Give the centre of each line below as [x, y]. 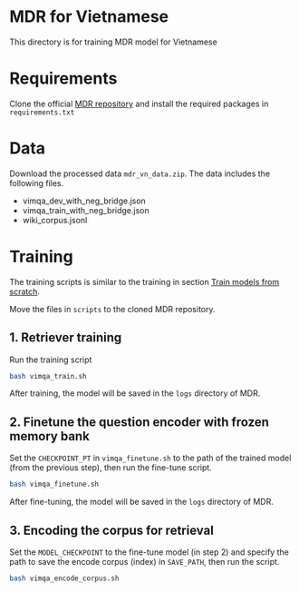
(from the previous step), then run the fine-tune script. [111, 468]
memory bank [50, 436]
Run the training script [51, 360]
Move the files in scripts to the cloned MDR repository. [112, 309]
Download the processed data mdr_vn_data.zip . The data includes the [140, 173]
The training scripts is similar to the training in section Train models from [145, 281]
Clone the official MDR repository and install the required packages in [139, 104]
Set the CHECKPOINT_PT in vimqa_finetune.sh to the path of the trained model [150, 458]
